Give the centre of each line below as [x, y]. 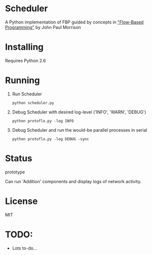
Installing [24, 47]
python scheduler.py [33, 103]
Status [19, 158]
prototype [15, 172]
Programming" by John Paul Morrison [43, 27]
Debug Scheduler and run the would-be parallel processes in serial [80, 130]
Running [22, 81]
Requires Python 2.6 [26, 60]
